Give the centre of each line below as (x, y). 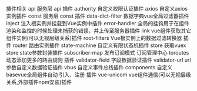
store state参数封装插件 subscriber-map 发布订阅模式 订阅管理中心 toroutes (98, 53)
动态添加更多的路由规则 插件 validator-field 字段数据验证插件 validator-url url (98, 60)
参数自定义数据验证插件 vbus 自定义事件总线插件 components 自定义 (89, 67)
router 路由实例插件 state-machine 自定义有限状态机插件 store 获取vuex (99, 45)
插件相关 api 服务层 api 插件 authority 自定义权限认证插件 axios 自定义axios (97, 9)
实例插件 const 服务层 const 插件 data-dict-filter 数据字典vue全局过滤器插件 (98, 16)
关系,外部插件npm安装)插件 (39, 82)
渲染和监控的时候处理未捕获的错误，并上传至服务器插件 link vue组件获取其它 (98, 31)
